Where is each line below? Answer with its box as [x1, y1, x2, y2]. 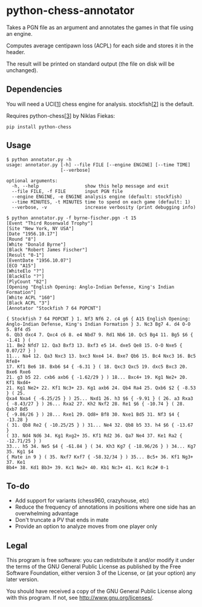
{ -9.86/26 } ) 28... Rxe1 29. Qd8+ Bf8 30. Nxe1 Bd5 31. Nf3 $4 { [6, 411, 180, 418]
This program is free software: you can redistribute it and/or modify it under [6, 557, 195, 564]
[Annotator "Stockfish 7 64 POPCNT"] [6, 305, 102, 311]
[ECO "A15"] [6, 262, 36, 269]
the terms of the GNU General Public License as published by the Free [6, 563, 181, 571]
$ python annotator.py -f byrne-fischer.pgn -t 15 [6, 215, 137, 221]
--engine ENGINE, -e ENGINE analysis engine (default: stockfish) [11, 194, 183, 200]
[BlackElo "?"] [6, 273, 45, 279]
